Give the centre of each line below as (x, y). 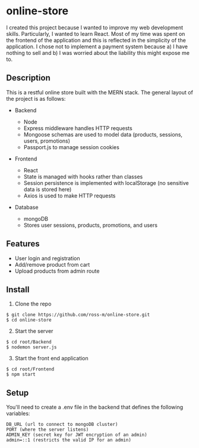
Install (18, 290)
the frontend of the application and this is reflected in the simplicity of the (96, 40)
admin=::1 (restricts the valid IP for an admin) (69, 440)
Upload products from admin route (57, 271)
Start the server (34, 331)
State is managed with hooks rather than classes (83, 177)
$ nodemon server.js (32, 347)
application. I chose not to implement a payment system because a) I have (97, 47)
